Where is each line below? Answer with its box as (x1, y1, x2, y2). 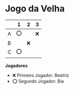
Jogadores (5, 63, 28, 69)
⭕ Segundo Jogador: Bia (12, 78, 64, 84)
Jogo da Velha (5, 3, 65, 14)
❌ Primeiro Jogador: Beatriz (12, 72, 69, 78)
